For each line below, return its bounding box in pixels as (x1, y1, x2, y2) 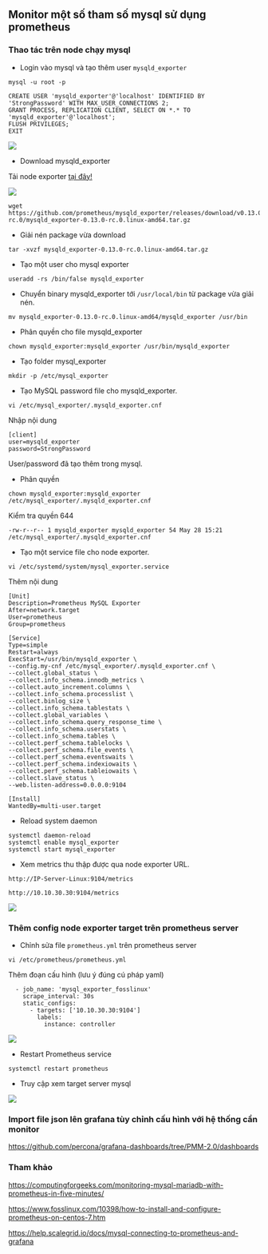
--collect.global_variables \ (8, 711, 109, 719)
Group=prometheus (8, 620, 66, 628)
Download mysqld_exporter (19, 156, 111, 165)
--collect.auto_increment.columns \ (8, 683, 130, 691)
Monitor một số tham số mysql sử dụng (8, 8, 207, 22)
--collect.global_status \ (8, 669, 98, 677)
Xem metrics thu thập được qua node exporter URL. (19, 859, 190, 869)
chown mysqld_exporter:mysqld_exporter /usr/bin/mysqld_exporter (8, 342, 230, 350)
